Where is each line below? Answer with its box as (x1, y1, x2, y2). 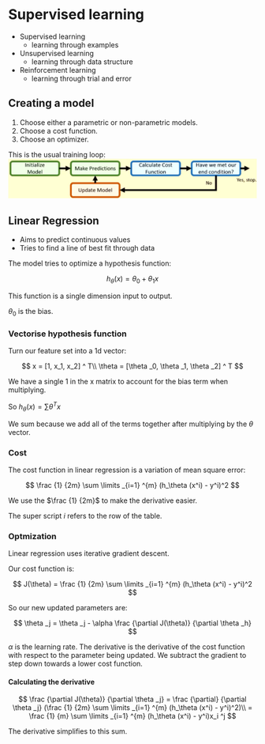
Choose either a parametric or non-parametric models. (19, 117, 199, 127)
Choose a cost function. (19, 126, 99, 135)
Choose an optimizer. (19, 134, 89, 144)
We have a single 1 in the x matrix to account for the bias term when (8, 377, 229, 387)
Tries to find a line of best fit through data (19, 244, 155, 253)
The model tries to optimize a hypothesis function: (8, 259, 172, 268)
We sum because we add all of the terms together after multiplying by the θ (8, 419, 254, 429)
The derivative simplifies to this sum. (8, 727, 128, 736)
